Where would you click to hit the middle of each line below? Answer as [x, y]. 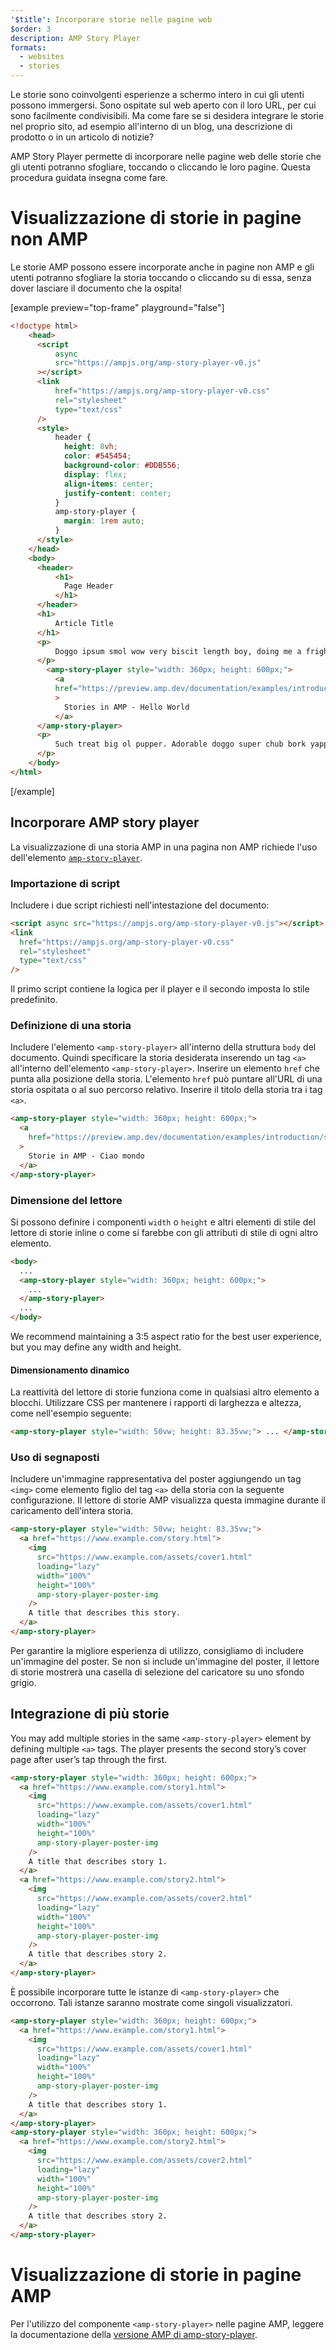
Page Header [88, 586]
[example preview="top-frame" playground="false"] [117, 307]
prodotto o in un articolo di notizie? [82, 137]
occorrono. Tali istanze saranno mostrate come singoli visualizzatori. [151, 2002]
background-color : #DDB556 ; [122, 466]
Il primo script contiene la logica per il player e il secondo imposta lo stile [160, 989]
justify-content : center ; [117, 493]
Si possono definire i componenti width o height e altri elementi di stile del [163, 1222]
